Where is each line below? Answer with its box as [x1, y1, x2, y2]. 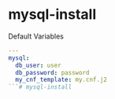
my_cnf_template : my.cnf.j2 [15, 76, 108, 84]
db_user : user [15, 61, 61, 69]
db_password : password [15, 68, 90, 76]
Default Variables [8, 31, 65, 41]
